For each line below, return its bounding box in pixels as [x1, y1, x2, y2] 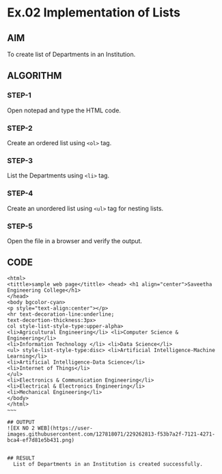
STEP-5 [7, 221, 33, 231]
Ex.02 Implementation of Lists [7, 5, 181, 21]
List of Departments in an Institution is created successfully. [13, 460, 204, 467]
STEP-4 [7, 188, 33, 198]
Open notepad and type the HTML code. [7, 106, 122, 114]
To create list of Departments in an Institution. [7, 50, 136, 58]
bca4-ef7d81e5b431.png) [7, 436, 75, 443]
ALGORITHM [7, 70, 62, 82]
